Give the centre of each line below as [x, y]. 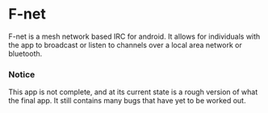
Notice [22, 74]
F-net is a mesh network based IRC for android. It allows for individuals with [134, 36]
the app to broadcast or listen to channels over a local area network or [125, 44]
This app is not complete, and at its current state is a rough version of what [133, 92]
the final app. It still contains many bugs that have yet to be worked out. [127, 101]
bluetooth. [25, 53]
